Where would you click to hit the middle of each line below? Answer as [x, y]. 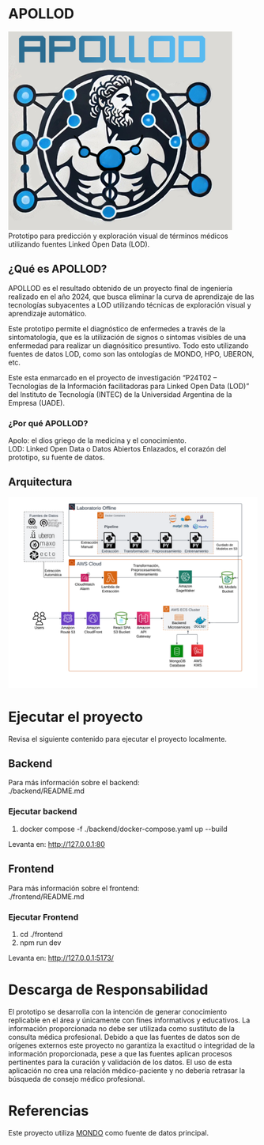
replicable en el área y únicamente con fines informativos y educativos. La [129, 1020]
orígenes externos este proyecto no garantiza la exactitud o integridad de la [132, 1045]
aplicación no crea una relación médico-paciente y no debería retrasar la [126, 1070]
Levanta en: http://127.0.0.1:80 [57, 844]
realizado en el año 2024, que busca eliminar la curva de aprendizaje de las [131, 297]
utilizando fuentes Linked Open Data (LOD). [79, 244]
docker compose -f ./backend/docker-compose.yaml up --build [123, 829]
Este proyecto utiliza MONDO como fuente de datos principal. [109, 1132]
